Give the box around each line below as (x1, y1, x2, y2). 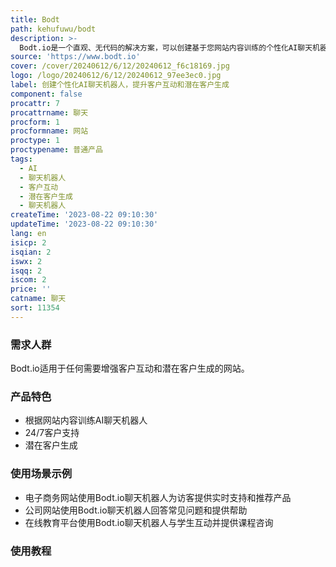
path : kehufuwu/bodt (10, 24, 97, 34)
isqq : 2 (10, 266, 43, 276)
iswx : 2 (10, 256, 43, 266)
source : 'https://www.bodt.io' (10, 52, 141, 62)
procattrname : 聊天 (10, 107, 89, 118)
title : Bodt (10, 14, 60, 25)
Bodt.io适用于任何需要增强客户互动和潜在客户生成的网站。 (10, 362, 250, 375)
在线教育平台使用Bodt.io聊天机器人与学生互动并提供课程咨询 (24, 516, 274, 528)
